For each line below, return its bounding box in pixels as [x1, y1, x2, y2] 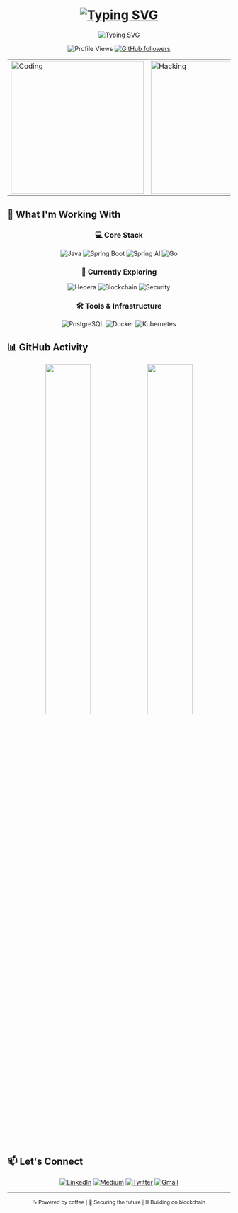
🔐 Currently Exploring [81, 267, 157, 277]
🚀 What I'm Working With [7, 209, 121, 221]
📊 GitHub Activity [7, 341, 89, 353]
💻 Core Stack [94, 231, 144, 240]
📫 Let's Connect [7, 1156, 84, 1168]
